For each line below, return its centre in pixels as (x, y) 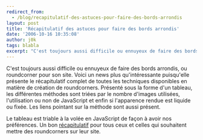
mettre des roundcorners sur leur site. (53, 131)
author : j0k (21, 40)
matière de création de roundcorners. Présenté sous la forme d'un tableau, (99, 87)
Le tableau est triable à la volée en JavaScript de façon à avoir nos (89, 118)
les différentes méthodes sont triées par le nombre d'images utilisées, (93, 94)
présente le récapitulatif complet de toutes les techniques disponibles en (97, 81)
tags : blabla (23, 46)
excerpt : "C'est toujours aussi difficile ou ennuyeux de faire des (94, 51)
